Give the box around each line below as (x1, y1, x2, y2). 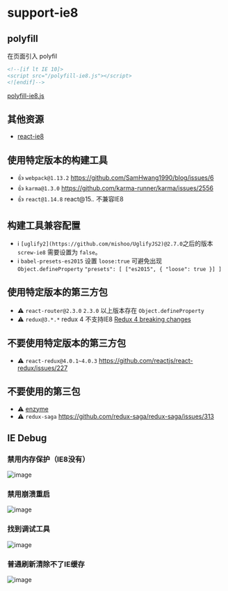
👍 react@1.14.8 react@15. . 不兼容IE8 (17, 195, 124, 204)
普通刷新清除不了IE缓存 (7, 559, 85, 569)
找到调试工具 (7, 524, 51, 534)
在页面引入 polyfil (7, 52, 58, 60)
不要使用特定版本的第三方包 (7, 337, 127, 349)
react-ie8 (17, 132, 44, 141)
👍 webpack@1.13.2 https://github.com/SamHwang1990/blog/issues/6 (17, 174, 214, 182)
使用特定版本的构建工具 (7, 154, 108, 166)
